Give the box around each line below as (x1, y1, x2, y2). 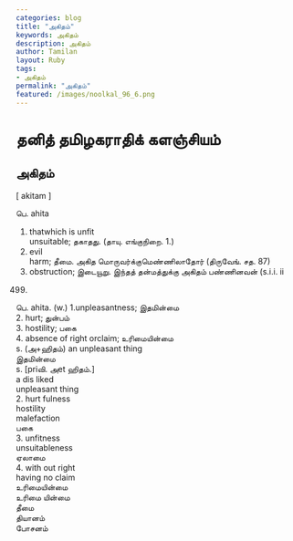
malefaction (16, 412, 61, 423)
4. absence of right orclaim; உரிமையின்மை (16, 332, 174, 343)
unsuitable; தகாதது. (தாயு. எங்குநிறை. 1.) (28, 235, 174, 246)
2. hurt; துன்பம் (16, 312, 70, 323)
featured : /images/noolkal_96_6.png (16, 89, 155, 99)
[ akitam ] (16, 190, 52, 201)
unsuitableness (16, 442, 73, 453)
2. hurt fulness (16, 393, 71, 404)
